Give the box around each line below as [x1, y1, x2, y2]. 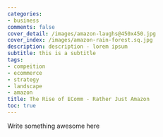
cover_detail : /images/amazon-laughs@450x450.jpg [7, 30, 157, 37]
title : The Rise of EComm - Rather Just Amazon [7, 96, 150, 103]
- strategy [7, 76, 40, 83]
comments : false [7, 23, 55, 30]
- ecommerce [7, 69, 42, 76]
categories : [7, 10, 42, 18]
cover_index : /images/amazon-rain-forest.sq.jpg [7, 37, 153, 44]
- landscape [7, 83, 42, 90]
